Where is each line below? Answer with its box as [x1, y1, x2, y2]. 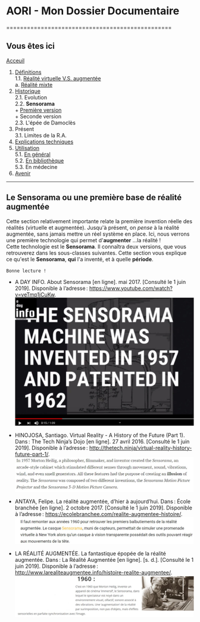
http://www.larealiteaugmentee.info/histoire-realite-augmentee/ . [14, 568, 173, 576]
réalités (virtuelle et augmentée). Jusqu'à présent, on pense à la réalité [6, 224, 180, 231]
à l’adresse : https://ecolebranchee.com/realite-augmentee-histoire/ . [14, 511, 183, 518]
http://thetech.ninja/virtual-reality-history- [89, 444, 192, 451]
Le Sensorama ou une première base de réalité [6, 192, 182, 203]
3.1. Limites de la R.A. [14, 132, 67, 139]
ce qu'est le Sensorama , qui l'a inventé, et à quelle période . [6, 255, 154, 262]
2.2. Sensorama [14, 100, 55, 107]
